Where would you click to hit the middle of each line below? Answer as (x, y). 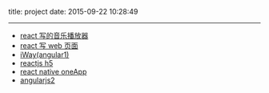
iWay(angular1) (44, 55)
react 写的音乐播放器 (54, 36)
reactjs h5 (36, 63)
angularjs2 (37, 80)
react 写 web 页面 (49, 46)
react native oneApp (53, 72)
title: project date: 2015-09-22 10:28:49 (73, 12)
